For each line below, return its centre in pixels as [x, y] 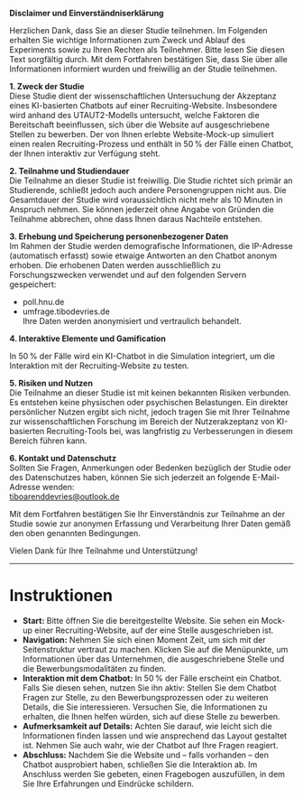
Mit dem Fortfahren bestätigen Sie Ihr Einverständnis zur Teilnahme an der [147, 514]
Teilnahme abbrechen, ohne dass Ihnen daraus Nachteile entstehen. [136, 219]
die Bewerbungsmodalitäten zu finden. [94, 668]
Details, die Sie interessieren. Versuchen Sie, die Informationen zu [145, 707]
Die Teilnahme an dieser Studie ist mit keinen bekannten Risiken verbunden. [150, 393]
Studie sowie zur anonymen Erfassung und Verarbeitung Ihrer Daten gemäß [150, 524]
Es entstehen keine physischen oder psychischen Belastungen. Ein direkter [149, 402]
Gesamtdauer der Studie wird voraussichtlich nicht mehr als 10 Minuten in [146, 199]
